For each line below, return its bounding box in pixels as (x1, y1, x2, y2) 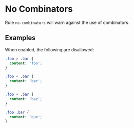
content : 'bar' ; (9, 79, 42, 84)
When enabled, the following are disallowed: (5, 46, 94, 52)
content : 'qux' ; (9, 114, 42, 119)
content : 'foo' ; (9, 61, 42, 65)
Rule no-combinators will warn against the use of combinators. (5, 20, 130, 25)
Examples (5, 34, 36, 42)
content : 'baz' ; (9, 96, 42, 101)
